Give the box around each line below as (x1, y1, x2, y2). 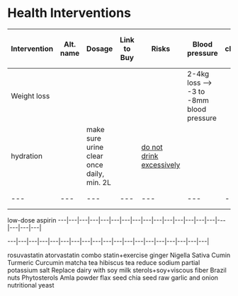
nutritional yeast (7, 280, 55, 289)
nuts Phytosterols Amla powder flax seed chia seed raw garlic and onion (7, 273, 218, 282)
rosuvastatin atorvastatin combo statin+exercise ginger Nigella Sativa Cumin (7, 251, 231, 259)
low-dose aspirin (7, 215, 57, 224)
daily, (86, 168, 105, 178)
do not (141, 142, 163, 152)
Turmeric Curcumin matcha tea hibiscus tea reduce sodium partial (7, 258, 200, 266)
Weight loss (11, 90, 50, 100)
